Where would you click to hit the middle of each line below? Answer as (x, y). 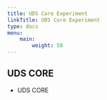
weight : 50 (48, 46)
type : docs (23, 26)
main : (28, 39)
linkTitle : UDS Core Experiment (53, 20)
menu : (15, 33)
